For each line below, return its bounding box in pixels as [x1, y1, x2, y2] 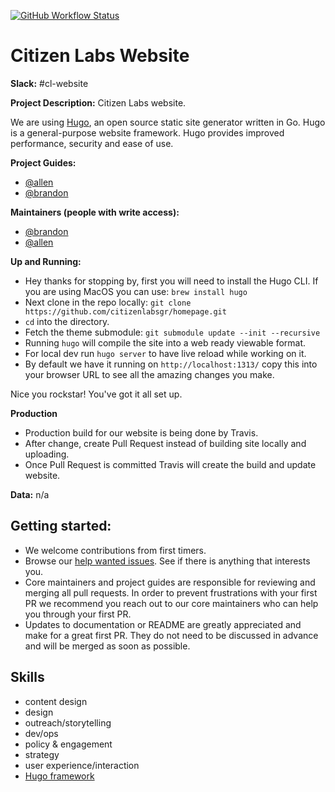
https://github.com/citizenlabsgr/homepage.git [24, 306, 227, 317]
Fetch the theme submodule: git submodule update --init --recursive [24, 326, 321, 338]
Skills [10, 669, 45, 686]
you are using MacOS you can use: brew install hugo [24, 285, 248, 297]
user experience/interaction [24, 759, 140, 771]
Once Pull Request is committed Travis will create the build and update [24, 458, 317, 470]
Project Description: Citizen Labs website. [10, 96, 187, 109]
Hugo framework [24, 770, 95, 782]
